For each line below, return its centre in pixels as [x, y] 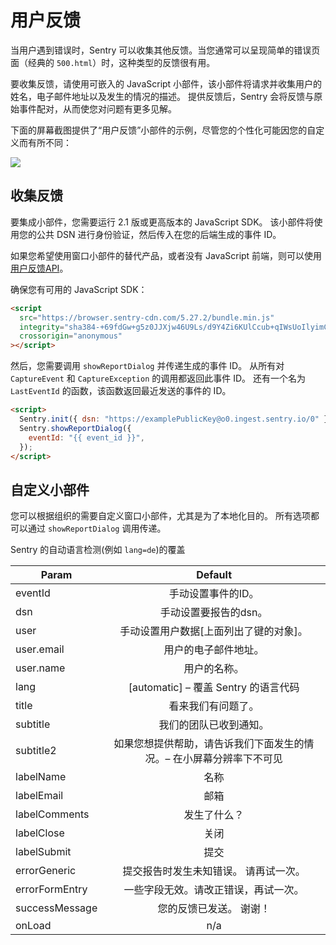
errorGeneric [46, 871]
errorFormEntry [51, 889]
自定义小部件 [50, 489]
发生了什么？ [214, 815]
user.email [40, 649]
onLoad [33, 926]
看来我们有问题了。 [214, 706]
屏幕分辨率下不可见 [237, 759]
